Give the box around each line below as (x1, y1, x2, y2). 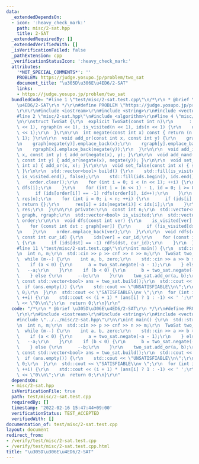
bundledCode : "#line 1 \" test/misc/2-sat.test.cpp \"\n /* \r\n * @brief (11, 96, 190, 102)
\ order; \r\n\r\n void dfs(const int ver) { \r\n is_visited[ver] (17, 218, 192, 224)
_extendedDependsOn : (11, 14, 62, 20)
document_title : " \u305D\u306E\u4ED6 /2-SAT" (17, 80, 129, 86)
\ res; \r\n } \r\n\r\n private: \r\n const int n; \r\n (17, 207, 155, 213)
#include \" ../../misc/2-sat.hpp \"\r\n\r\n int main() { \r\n (17, 317, 168, 323)
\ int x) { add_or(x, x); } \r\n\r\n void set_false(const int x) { (17, 163, 190, 169)
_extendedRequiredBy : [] (11, 36, 73, 42)
